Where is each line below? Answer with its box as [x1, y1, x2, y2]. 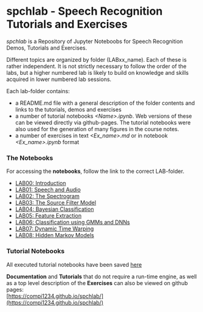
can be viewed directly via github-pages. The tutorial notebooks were [15, 118, 191, 126]
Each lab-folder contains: [6, 87, 70, 94]
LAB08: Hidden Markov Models [15, 232, 95, 239]
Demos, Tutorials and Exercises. [6, 44, 87, 51]
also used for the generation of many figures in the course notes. [15, 125, 179, 132]
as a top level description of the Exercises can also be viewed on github [6, 279, 188, 286]
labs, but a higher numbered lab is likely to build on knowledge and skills [6, 69, 189, 76]
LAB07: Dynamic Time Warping [15, 225, 94, 232]
